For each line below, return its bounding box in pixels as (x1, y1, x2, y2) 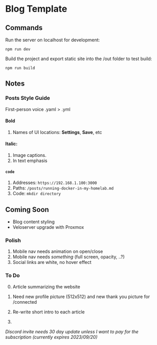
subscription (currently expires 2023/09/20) (5, 334, 98, 340)
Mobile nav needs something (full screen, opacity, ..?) (12, 254, 125, 260)
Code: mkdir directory (12, 191, 61, 197)
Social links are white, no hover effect (12, 259, 91, 266)
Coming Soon (5, 205, 49, 214)
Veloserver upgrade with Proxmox (12, 224, 84, 230)
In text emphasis (12, 157, 47, 164)
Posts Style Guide (5, 95, 50, 102)
